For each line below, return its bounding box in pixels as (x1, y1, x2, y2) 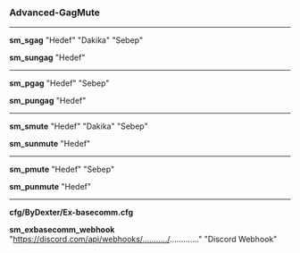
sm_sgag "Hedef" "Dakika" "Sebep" (9, 35, 144, 46)
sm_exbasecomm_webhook (9, 224, 115, 235)
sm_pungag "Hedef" (9, 96, 87, 106)
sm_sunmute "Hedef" (9, 139, 91, 149)
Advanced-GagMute (9, 6, 101, 19)
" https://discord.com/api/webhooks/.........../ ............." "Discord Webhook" (9, 234, 278, 245)
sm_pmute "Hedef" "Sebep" (9, 164, 115, 175)
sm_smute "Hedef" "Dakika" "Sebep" (9, 121, 149, 131)
